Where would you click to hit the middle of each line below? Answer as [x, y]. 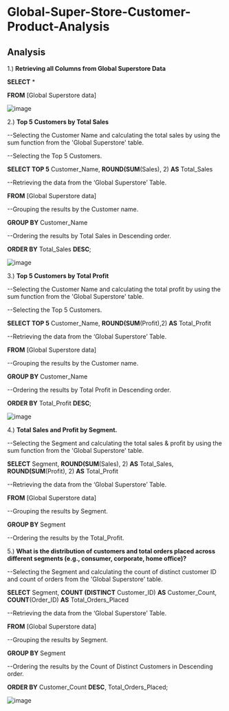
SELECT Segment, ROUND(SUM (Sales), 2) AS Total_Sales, [90, 464]
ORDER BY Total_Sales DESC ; [49, 249]
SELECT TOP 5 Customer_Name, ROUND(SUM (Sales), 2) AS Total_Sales [110, 169]
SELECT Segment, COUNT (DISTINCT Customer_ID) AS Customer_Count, [112, 592]
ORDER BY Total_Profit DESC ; [49, 403]
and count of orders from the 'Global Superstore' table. [85, 579]
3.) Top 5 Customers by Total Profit [58, 276]
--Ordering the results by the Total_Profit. [66, 538]
